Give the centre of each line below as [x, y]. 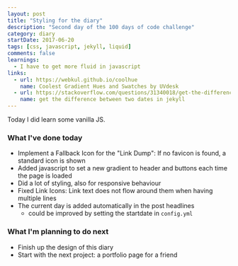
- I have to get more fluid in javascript [77, 66]
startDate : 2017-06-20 [41, 40]
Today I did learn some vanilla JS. [56, 120]
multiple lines [37, 198]
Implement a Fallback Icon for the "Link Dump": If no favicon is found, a [122, 154]
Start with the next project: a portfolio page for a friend [97, 255]
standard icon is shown [52, 161]
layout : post [27, 14]
